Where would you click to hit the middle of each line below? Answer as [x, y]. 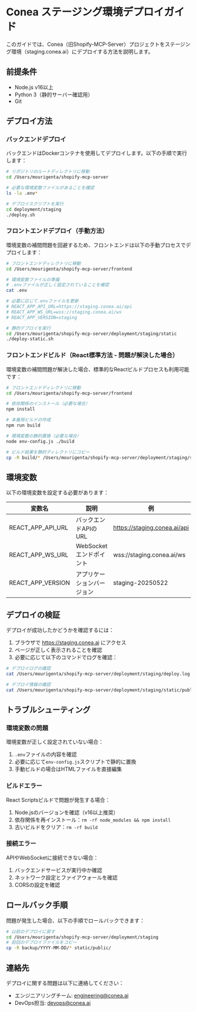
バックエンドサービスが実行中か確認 [58, 870]
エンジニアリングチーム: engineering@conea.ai [72, 996]
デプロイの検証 [33, 615]
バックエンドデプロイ [36, 139]
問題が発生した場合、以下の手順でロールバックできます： [75, 920]
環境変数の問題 [27, 728]
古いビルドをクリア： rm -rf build [56, 827]
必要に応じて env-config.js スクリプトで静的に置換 [75, 762]
